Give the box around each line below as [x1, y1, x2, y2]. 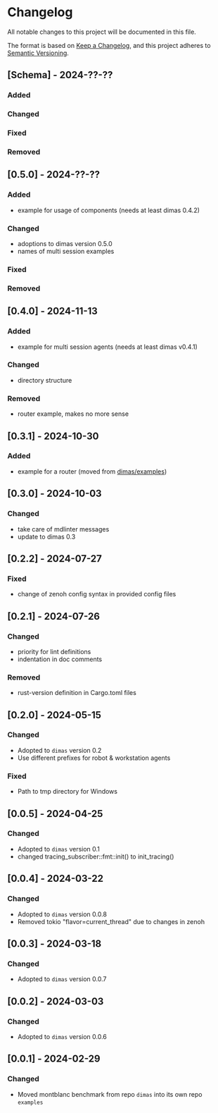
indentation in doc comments [17, 655, 103, 663]
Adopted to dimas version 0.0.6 [17, 1032, 108, 1040]
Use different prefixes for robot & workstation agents [17, 754, 171, 762]
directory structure [17, 376, 72, 384]
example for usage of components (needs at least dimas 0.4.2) [17, 206, 200, 214]
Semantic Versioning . [7, 49, 69, 57]
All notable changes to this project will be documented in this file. [7, 27, 197, 36]
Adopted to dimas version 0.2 [17, 746, 102, 754]
